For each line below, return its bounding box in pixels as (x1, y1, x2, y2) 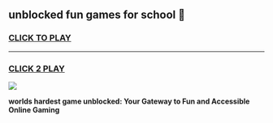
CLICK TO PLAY (8, 32, 71, 44)
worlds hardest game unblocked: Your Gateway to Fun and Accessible (8, 96, 250, 106)
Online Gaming (8, 104, 60, 114)
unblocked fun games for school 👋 (8, 8, 185, 22)
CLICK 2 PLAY (8, 62, 65, 74)
